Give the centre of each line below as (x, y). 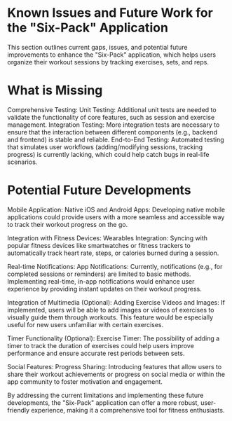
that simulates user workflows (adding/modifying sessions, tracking (105, 147)
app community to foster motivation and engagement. (85, 381)
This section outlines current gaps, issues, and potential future (97, 47)
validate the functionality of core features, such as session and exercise (111, 117)
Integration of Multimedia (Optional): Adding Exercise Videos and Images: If (116, 302)
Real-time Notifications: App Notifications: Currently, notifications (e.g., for (115, 266)
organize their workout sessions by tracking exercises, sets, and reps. (108, 62)
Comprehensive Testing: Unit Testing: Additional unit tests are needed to (112, 109)
